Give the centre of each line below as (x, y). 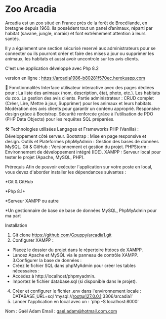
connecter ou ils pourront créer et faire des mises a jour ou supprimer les (80, 53)
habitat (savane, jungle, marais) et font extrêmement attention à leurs (75, 33)
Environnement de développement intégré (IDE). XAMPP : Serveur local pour (83, 152)
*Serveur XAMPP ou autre (32, 201)
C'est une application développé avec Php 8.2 (52, 68)
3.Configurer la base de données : (47, 260)
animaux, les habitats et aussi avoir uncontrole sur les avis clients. (72, 58)
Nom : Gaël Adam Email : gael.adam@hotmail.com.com (61, 311)
